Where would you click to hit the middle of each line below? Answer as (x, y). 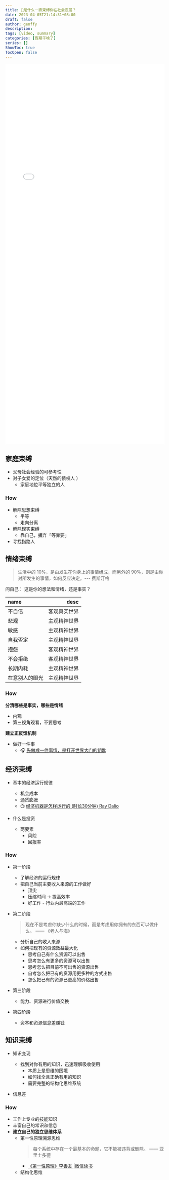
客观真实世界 (64, 611)
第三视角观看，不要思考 (37, 722)
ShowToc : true (20, 48)
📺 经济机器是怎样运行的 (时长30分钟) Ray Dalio (69, 806)
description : (19, 29)
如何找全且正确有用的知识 (54, 1077)
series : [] (17, 43)
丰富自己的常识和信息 (35, 1125)
